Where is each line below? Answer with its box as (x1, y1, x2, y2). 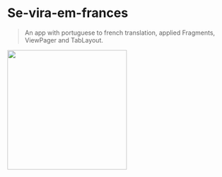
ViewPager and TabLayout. (24, 35, 104, 44)
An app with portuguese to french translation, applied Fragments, (24, 28, 216, 37)
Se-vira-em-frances (7, 5, 129, 21)
